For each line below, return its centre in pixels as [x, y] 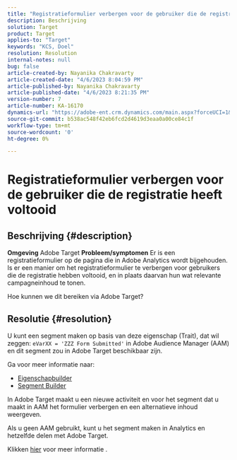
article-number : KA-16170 [45, 106]
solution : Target [33, 27]
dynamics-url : [28, 112]
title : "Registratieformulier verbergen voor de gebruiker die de [107, 14]
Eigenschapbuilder [45, 378]
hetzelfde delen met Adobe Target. [58, 436]
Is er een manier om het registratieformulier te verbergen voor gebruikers [114, 268]
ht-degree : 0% [28, 138]
